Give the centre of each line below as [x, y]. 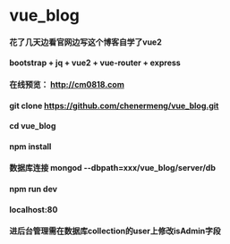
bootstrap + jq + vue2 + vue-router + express [95, 63]
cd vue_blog [33, 126]
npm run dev [34, 189]
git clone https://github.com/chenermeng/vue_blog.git [114, 105]
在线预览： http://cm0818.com [67, 84]
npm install [30, 146]
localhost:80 [34, 209]
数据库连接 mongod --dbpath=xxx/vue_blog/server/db [113, 168]
